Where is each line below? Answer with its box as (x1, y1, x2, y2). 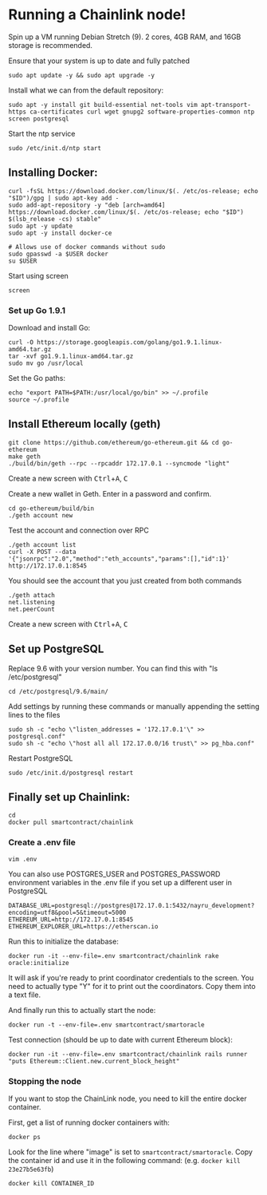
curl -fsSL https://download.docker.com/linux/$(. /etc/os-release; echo (8, 187, 259, 195)
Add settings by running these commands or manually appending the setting (8, 701, 260, 711)
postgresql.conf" (8, 732, 66, 740)
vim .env (8, 855, 37, 863)
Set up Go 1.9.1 (8, 305, 66, 316)
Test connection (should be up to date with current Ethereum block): (8, 1035, 233, 1044)
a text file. (8, 990, 41, 999)
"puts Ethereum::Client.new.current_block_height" (8, 1057, 180, 1065)
